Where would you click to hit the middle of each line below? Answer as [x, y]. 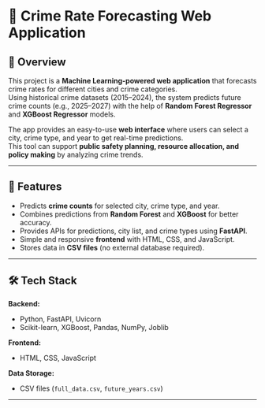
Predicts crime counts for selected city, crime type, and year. [119, 206]
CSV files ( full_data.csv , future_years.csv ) [91, 388]
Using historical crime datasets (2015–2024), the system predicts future [125, 97]
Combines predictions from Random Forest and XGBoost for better [129, 214]
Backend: [24, 303]
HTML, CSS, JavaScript [58, 358]
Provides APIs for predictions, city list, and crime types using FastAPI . [133, 231]
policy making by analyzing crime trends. [76, 154]
